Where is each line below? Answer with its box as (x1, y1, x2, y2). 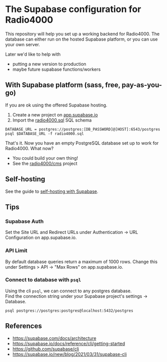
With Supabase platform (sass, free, (5, 81, 120, 89)
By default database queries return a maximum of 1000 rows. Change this (5, 259, 158, 265)
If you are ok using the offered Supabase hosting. (5, 102, 108, 108)
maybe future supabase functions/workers (12, 66, 101, 72)
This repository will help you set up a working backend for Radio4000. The (5, 31, 159, 37)
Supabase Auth (5, 217, 44, 224)
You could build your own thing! (12, 155, 78, 161)
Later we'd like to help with (5, 51, 61, 57)
